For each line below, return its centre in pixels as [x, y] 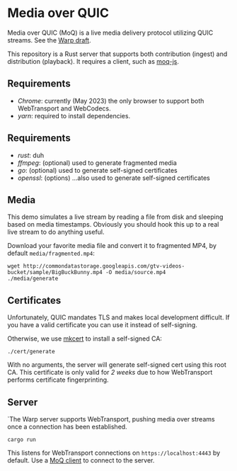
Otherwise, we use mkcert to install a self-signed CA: [85, 339]
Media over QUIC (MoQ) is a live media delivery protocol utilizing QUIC [110, 33]
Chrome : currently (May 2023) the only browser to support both [111, 101]
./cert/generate [31, 352]
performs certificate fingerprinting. [58, 380]
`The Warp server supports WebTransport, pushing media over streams [111, 419]
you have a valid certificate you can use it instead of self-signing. [103, 325]
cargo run [22, 440]
